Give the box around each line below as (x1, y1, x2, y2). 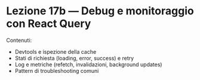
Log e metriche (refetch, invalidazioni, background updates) (14, 61, 162, 68)
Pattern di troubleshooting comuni (14, 67, 99, 74)
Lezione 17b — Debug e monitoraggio (6, 4, 194, 18)
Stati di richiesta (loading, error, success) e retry (14, 54, 134, 61)
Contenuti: (6, 36, 32, 44)
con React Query (6, 17, 91, 30)
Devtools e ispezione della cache (14, 48, 97, 55)
